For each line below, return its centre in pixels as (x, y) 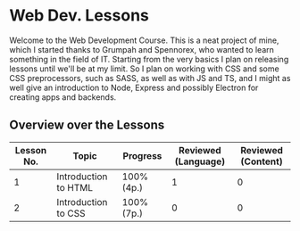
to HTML (75, 187)
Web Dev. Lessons (79, 16)
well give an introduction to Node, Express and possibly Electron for (134, 87)
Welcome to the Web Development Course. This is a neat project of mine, (144, 40)
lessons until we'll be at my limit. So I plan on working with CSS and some (144, 69)
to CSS (71, 213)
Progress (142, 155)
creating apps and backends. (63, 97)
